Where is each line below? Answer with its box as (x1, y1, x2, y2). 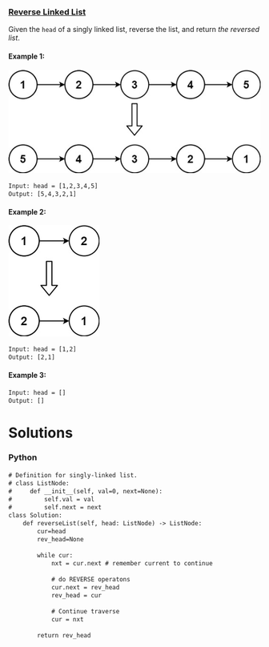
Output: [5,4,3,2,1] (8, 190, 78, 198)
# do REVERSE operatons (50, 575, 130, 583)
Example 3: (8, 370, 46, 380)
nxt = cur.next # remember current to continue (50, 559, 214, 567)
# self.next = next (8, 503, 102, 511)
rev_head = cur (50, 591, 102, 599)
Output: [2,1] (8, 353, 56, 362)
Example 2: (8, 207, 46, 216)
